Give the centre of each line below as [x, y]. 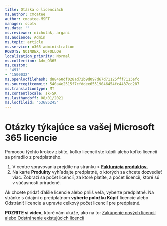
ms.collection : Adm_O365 [31, 61]
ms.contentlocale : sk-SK [31, 93]
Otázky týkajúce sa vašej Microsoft [80, 127]
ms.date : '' [17, 28]
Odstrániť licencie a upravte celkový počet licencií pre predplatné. [73, 203]
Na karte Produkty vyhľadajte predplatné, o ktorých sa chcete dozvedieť [87, 172]
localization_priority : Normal [38, 56]
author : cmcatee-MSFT [28, 19]
